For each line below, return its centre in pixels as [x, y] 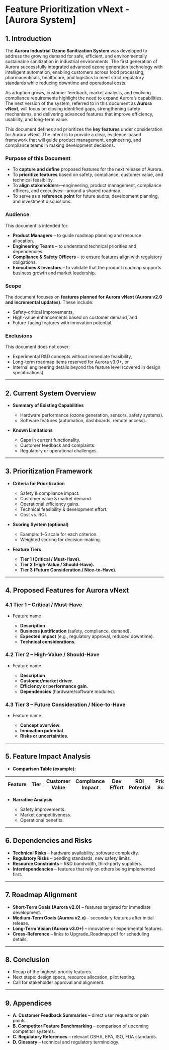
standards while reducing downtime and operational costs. [66, 83]
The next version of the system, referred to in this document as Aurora [79, 103]
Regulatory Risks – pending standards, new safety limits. [72, 858]
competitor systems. [34, 1031]
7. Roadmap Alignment [41, 895]
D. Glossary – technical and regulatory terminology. [66, 1042]
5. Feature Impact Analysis [48, 757]
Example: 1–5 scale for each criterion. [59, 534]
